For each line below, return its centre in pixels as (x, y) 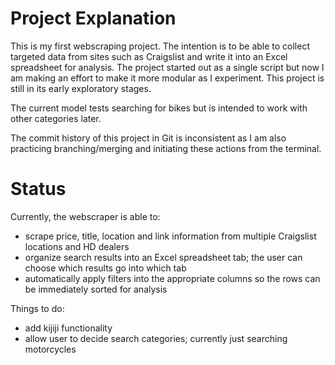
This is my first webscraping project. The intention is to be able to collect (160, 46)
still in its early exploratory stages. (81, 88)
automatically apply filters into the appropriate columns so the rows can (172, 278)
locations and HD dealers (77, 246)
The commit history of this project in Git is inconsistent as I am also (148, 138)
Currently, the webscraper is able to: (85, 216)
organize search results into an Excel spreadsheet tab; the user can (163, 257)
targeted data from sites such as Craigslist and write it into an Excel (149, 56)
